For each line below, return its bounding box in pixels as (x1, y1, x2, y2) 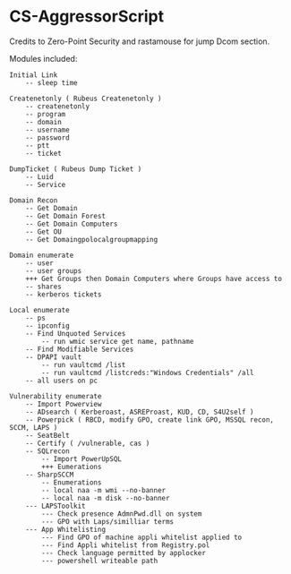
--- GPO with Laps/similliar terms (41, 517, 175, 526)
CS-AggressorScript (9, 6, 165, 27)
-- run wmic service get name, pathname (41, 337, 194, 346)
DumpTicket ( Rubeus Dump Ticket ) (9, 164, 142, 174)
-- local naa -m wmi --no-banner (41, 485, 167, 494)
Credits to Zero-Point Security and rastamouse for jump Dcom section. (9, 36, 270, 47)
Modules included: (9, 53, 78, 64)
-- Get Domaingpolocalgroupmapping (25, 235, 158, 244)
